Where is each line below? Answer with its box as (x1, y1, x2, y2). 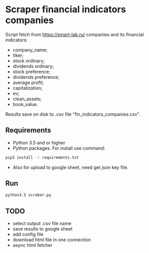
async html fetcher (12, 242, 53, 248)
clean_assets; (12, 96, 42, 102)
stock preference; (12, 68, 51, 75)
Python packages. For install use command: (12, 145, 105, 151)
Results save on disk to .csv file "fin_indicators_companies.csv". (5, 111, 141, 117)
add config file (12, 231, 44, 238)
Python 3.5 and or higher (12, 139, 66, 145)
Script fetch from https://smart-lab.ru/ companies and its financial (5, 31, 144, 37)
